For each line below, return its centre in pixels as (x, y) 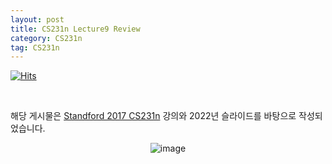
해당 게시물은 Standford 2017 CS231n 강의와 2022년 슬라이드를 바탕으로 (153, 116)
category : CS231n (46, 38)
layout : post (37, 19)
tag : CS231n (35, 47)
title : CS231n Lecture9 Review (75, 29)
